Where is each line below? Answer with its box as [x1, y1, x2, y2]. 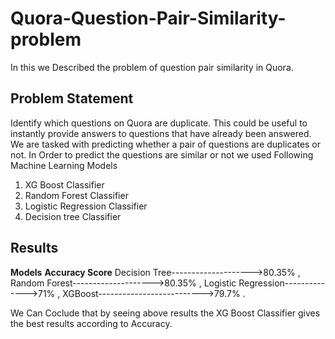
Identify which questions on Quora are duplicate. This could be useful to [10, 117, 308, 129]
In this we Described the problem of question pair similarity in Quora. [10, 61, 294, 73]
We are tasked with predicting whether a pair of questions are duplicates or [10, 138, 322, 150]
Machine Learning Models [10, 159, 118, 171]
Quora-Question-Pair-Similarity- [10, 7, 287, 30]
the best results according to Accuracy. [10, 317, 173, 329]
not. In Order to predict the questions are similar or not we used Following [10, 148, 314, 161]
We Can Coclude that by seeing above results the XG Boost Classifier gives [10, 307, 321, 319]
